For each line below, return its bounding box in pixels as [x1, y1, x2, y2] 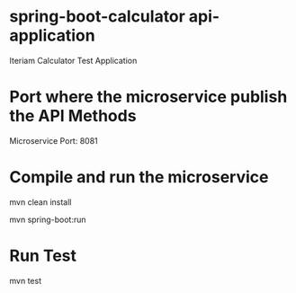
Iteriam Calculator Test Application [9, 55, 138, 66]
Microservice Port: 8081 [9, 135, 99, 146]
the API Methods [9, 106, 137, 127]
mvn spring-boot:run [9, 214, 86, 225]
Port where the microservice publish [9, 87, 288, 107]
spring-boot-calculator [9, 6, 186, 27]
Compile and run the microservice [9, 167, 269, 188]
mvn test [9, 275, 42, 286]
